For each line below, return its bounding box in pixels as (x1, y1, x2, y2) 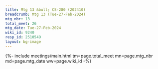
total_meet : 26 (5, 21, 37, 26)
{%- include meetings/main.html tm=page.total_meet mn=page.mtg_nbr (5, 53, 153, 59)
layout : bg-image (5, 39, 41, 44)
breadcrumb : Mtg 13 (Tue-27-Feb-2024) (5, 12, 86, 17)
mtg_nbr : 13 (5, 16, 30, 21)
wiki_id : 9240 (5, 30, 35, 35)
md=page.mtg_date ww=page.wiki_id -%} (5, 58, 92, 64)
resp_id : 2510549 (5, 35, 41, 40)
